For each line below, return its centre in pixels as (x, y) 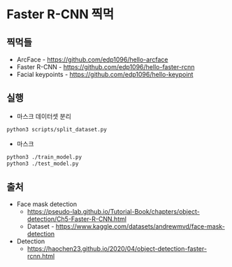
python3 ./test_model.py (43, 164)
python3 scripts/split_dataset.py (57, 129)
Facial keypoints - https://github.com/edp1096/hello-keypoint (105, 74)
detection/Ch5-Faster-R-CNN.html (77, 219)
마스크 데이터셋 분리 (44, 116)
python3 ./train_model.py (44, 157)
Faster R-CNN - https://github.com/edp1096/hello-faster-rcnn (106, 67)
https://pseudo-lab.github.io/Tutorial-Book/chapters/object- (113, 212)
